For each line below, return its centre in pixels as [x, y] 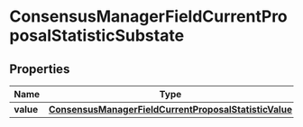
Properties [40, 69]
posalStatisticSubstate [97, 36]
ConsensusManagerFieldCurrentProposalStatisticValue [170, 109]
